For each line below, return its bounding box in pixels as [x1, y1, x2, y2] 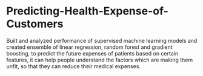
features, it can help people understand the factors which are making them [6, 56, 193, 63]
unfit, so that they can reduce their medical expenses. [6, 62, 141, 70]
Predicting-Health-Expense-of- [6, 4, 168, 18]
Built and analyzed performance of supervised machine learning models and [6, 37, 198, 44]
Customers [6, 17, 64, 31]
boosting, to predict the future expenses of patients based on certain [6, 49, 179, 57]
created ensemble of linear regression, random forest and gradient [6, 43, 173, 51]
